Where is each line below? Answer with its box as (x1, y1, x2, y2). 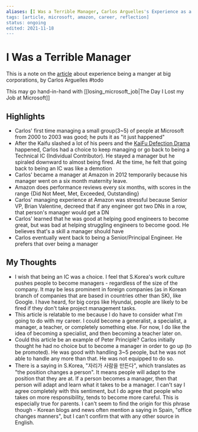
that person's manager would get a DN (14, 209, 109, 216)
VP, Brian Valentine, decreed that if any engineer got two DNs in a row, (14, 202, 187, 209)
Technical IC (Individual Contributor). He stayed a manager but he (14, 152, 176, 159)
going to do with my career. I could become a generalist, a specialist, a (14, 317, 187, 324)
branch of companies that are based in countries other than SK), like (14, 292, 181, 299)
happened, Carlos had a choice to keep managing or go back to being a (14, 146, 190, 153)
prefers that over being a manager (14, 240, 99, 247)
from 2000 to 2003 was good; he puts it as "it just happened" (14, 134, 165, 140)
